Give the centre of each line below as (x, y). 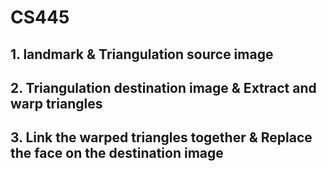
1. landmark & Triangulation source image (142, 54)
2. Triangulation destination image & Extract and (163, 87)
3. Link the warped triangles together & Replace (161, 137)
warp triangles (56, 103)
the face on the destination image (117, 153)
